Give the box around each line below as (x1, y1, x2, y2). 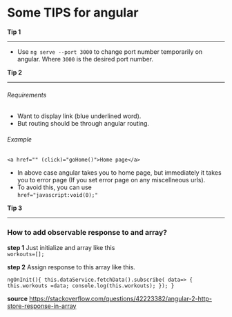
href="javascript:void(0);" (17, 192, 98, 199)
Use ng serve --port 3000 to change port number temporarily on (17, 47, 203, 56)
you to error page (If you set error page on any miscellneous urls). (17, 176, 206, 184)
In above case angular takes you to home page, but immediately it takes (17, 169, 222, 177)
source (7, 294, 28, 302)
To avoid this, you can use (17, 183, 92, 191)
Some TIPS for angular (7, 5, 139, 21)
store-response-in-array (7, 302, 77, 310)
